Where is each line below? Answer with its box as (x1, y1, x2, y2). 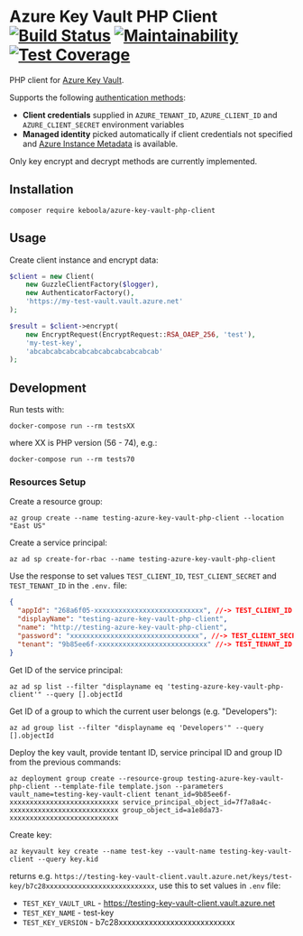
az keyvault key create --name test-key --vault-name (9, 847, 216, 856)
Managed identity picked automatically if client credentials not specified (22, 128, 293, 139)
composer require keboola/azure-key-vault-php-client (9, 206, 216, 215)
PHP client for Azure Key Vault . (9, 74, 124, 85)
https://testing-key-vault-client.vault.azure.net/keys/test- (53, 872, 293, 881)
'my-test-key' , (25, 338, 83, 348)
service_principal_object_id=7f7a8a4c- (122, 797, 272, 807)
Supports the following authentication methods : (9, 92, 187, 103)
